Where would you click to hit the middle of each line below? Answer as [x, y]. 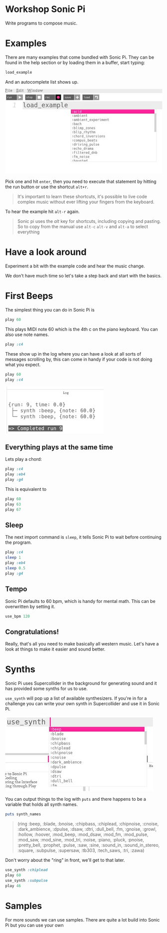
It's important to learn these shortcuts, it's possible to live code [82, 197]
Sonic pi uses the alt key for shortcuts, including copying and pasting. [89, 221]
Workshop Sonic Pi [45, 9]
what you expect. [23, 365]
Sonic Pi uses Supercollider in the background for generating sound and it [81, 683]
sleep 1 [13, 558]
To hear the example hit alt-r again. [42, 212]
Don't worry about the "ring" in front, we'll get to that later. [65, 860]
